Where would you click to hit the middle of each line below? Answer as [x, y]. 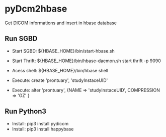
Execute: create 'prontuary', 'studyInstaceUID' [60, 80]
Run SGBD [21, 39]
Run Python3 [25, 111]
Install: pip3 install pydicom [40, 123]
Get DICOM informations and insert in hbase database [61, 23]
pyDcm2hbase [36, 9]
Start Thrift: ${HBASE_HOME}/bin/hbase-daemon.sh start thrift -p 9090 [87, 61]
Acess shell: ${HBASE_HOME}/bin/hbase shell [60, 70]
